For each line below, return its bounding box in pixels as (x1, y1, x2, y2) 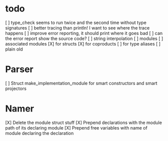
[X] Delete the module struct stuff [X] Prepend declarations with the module (5, 119, 162, 125)
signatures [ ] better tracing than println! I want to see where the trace (5, 24, 150, 30)
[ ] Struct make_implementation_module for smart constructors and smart (5, 80, 157, 86)
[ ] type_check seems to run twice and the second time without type (5, 19, 147, 25)
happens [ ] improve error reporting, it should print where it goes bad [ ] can (5, 30, 163, 36)
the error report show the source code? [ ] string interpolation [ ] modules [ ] (5, 35, 163, 41)
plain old (5, 46, 23, 52)
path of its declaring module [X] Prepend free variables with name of (5, 124, 147, 130)
